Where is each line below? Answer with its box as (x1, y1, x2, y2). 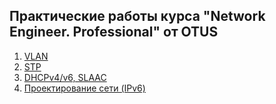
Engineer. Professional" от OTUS (9, 24, 219, 41)
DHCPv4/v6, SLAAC (23, 71, 107, 83)
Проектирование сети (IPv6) (23, 82, 146, 94)
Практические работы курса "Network (9, 8, 266, 25)
